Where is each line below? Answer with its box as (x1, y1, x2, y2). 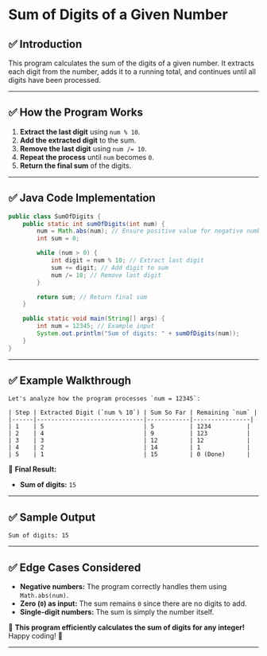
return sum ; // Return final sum (37, 293, 148, 301)
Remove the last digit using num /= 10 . (19, 143, 147, 153)
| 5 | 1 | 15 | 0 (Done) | (8, 451, 250, 459)
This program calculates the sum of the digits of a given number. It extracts (8, 58, 254, 68)
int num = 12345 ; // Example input (37, 322, 155, 330)
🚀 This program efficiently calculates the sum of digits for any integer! (8, 623, 245, 632)
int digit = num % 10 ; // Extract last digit (50, 256, 204, 264)
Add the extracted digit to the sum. (19, 135, 137, 145)
